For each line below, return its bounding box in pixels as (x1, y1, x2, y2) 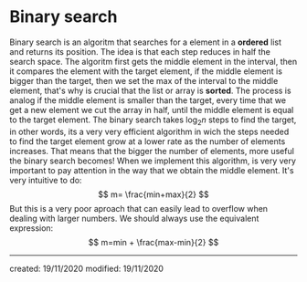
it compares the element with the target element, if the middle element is (9, 66, 283, 77)
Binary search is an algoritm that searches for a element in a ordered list (9, 37, 281, 47)
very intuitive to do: (9, 174, 82, 185)
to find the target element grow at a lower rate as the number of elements (9, 135, 286, 147)
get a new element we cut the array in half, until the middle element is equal (9, 104, 294, 115)
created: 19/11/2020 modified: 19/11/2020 (9, 263, 164, 274)
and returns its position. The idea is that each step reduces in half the (9, 46, 271, 57)
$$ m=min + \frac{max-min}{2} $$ (88, 236, 219, 247)
